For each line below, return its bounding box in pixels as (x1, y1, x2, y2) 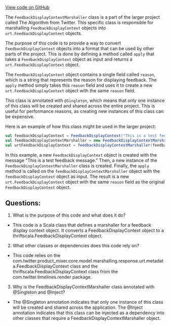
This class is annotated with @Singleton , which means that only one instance (5, 97, 165, 103)
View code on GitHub (5, 5, 50, 10)
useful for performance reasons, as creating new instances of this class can (5, 108, 164, 114)
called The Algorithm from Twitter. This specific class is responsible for (5, 20, 153, 25)
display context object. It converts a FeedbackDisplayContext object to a (12, 228, 164, 234)
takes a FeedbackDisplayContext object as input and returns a (5, 56, 133, 62)
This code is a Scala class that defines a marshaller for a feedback (12, 222, 151, 228)
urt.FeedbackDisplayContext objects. (5, 30, 82, 36)
